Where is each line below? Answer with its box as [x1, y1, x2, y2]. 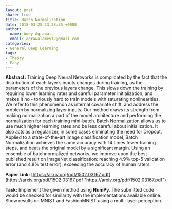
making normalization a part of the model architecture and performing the [5, 112, 161, 119]
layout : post [5, 7, 33, 13]
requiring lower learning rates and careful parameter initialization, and [5, 90, 153, 97]
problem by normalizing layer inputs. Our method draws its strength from [5, 107, 160, 113]
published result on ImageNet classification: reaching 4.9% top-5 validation [5, 156, 165, 162]
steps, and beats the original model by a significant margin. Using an [5, 145, 150, 151]
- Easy [5, 60, 20, 65]
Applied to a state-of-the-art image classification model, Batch [5, 134, 138, 140]
